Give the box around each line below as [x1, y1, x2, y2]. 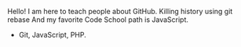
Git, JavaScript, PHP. [18, 31, 87, 39]
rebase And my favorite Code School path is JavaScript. [7, 15, 189, 24]
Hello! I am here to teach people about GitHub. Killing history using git [7, 7, 233, 16]
